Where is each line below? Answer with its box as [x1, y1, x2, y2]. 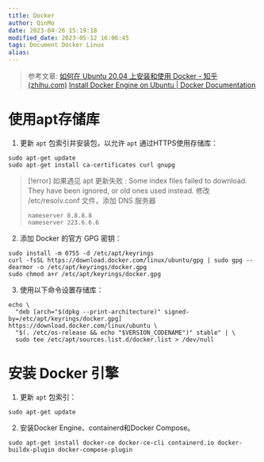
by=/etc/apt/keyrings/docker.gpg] [8, 314, 123, 322]
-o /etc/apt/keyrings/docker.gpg [36, 263, 147, 271]
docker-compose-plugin [58, 445, 133, 453]
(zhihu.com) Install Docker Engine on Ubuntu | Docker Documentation [27, 80, 256, 90]
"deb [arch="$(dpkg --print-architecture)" [15, 307, 161, 316]
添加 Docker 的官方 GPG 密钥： [19, 233, 122, 243]
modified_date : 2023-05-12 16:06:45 [8, 33, 129, 42]
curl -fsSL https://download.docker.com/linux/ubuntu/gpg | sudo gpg [8, 256, 243, 264]
